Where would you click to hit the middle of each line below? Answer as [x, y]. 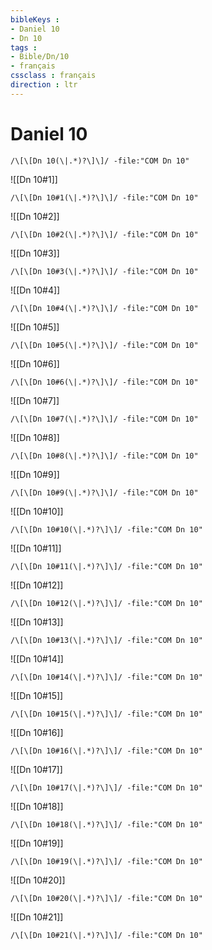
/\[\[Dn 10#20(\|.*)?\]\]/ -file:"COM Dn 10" [106, 898]
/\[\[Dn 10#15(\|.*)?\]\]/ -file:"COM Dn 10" [106, 714]
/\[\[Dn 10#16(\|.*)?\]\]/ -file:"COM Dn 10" [106, 751]
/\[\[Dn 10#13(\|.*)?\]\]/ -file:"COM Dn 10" [106, 640]
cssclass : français [53, 76]
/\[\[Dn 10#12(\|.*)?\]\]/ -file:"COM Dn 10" [106, 603]
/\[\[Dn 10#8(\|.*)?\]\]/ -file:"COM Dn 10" [104, 456]
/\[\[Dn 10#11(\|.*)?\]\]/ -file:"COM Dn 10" [106, 566]
